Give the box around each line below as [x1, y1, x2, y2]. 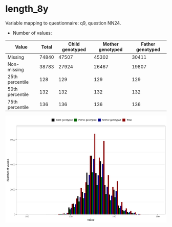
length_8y [5, 3, 49, 15]
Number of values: [12, 30, 52, 36]
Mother [102, 41, 119, 47]
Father [141, 41, 156, 47]
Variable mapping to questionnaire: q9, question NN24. [5, 20, 121, 26]
